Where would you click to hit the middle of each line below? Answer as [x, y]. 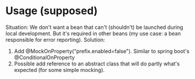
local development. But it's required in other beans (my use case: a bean [93, 33]
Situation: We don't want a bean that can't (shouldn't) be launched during [94, 27]
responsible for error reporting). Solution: [55, 39]
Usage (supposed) [52, 11]
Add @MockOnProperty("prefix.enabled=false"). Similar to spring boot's [102, 51]
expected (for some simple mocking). [59, 70]
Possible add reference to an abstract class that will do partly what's [97, 64]
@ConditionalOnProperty [44, 57]
